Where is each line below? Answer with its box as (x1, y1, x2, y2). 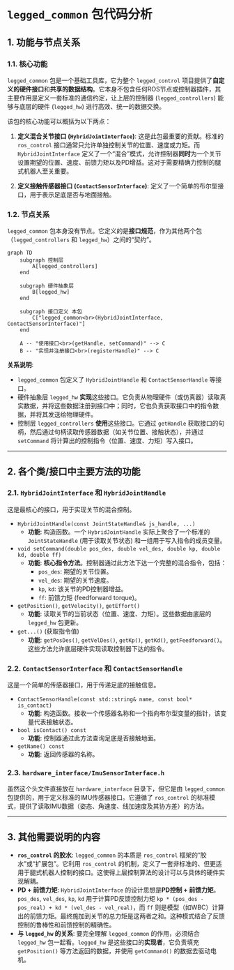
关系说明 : (7, 361, 34, 369)
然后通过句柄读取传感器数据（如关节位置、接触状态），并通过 (29, 428, 204, 436)
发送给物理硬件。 (47, 410, 97, 419)
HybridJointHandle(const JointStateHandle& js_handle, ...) (17, 521, 196, 528)
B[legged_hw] (32, 289, 70, 296)
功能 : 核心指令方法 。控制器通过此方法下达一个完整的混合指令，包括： (27, 558, 227, 567)
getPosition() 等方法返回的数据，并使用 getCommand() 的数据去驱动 (17, 947, 211, 955)
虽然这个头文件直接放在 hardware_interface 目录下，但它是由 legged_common (7, 784, 225, 793)
